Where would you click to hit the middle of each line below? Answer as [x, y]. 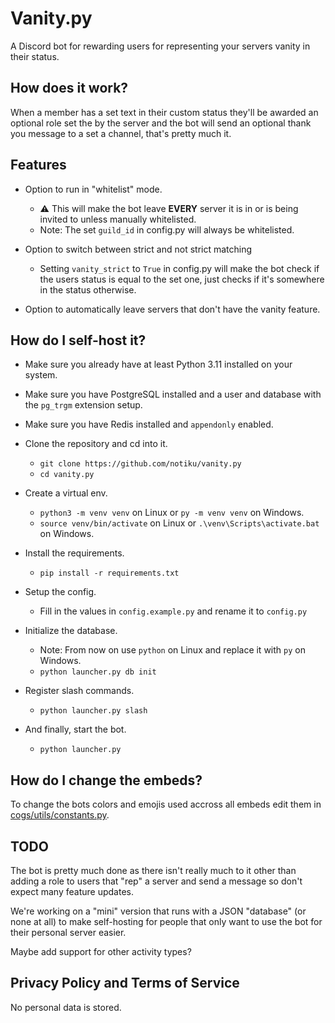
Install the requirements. [74, 553]
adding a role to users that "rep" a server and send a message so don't [156, 881]
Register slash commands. [79, 691]
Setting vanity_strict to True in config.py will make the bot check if [179, 268]
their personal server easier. [68, 932]
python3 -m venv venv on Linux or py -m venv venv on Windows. [172, 513]
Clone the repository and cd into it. [96, 444]
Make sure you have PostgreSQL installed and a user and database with [173, 394]
